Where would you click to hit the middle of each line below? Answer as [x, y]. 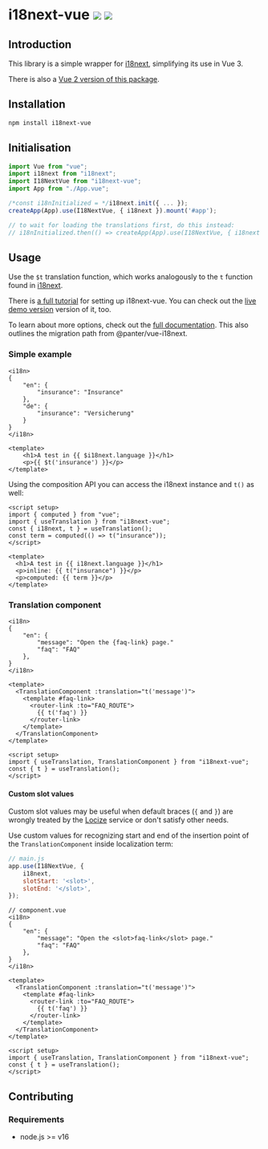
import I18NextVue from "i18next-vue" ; [75, 181]
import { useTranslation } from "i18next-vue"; [89, 522]
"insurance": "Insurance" [81, 392]
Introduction [40, 45]
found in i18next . [36, 286]
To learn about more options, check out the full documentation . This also [128, 325]
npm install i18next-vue [50, 123]
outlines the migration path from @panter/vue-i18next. [98, 334]
